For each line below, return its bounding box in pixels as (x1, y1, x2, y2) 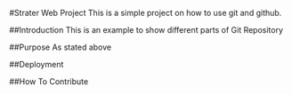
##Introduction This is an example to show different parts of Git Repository (9, 25, 283, 35)
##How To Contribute (9, 76, 89, 87)
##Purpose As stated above (9, 42, 112, 52)
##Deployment (9, 59, 64, 69)
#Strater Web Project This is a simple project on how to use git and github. (9, 8, 282, 18)
